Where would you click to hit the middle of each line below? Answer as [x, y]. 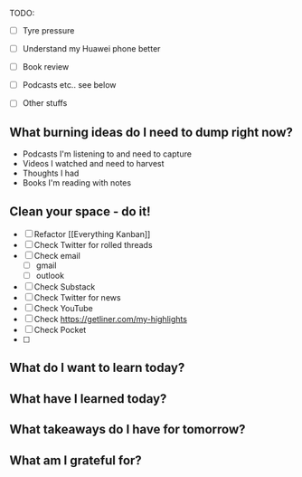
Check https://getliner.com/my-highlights [111, 320]
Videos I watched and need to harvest [93, 164]
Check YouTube [63, 309]
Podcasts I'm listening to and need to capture [107, 154]
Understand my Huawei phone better [91, 49]
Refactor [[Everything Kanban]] [92, 234]
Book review [46, 67]
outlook [50, 276]
